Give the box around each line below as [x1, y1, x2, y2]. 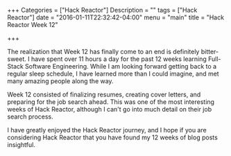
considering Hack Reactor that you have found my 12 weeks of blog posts [7, 133, 219, 141]
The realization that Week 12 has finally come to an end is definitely [7, 48, 200, 55]
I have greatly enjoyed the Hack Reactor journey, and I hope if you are [7, 126, 207, 134]
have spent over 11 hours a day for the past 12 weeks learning [31, 55, 207, 63]
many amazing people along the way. [7, 77, 114, 85]
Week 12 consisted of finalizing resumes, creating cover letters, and [7, 90, 201, 98]
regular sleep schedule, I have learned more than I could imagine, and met [7, 69, 220, 78]
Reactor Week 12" [7, 21, 58, 28]
